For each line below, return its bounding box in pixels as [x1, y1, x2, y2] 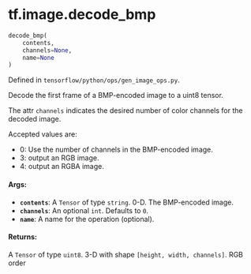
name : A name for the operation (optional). [19, 214, 155, 223]
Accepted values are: [8, 129, 77, 139]
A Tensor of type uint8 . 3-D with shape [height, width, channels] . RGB [8, 250, 243, 259]
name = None [22, 54, 55, 62]
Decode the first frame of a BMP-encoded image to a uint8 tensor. [8, 91, 223, 100]
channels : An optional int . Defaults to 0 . [19, 205, 148, 215]
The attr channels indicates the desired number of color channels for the [8, 106, 243, 115]
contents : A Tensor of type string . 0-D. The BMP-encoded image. [19, 197, 234, 207]
